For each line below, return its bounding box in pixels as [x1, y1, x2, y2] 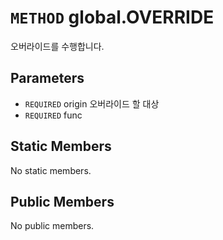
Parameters [10, 70, 85, 87]
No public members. [10, 220, 95, 232]
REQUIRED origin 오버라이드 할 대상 [24, 97, 160, 110]
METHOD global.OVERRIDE [10, 6, 215, 29]
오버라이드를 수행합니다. [10, 40, 105, 52]
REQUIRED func [24, 109, 83, 121]
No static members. [10, 164, 92, 176]
